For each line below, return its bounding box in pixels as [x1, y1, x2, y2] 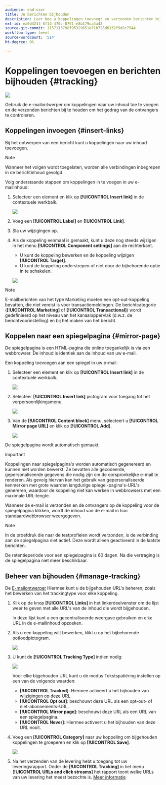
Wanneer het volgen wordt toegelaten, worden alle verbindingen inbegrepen [5, 164, 161, 170]
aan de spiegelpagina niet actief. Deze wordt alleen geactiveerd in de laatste [5, 538, 161, 543]
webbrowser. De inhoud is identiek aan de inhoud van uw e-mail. [5, 350, 137, 356]
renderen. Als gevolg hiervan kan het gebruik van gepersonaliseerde [5, 477, 145, 483]
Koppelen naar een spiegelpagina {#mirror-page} [5, 332, 161, 340]
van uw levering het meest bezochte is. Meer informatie [12, 774, 126, 780]
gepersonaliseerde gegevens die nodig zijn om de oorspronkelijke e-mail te [5, 472, 159, 478]
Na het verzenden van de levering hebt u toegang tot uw [12, 758, 127, 764]
